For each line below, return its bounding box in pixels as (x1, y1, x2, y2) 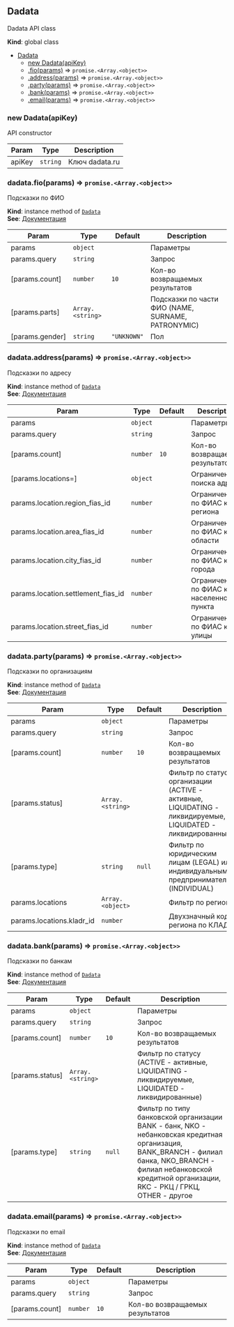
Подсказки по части (150, 294, 219, 304)
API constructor (7, 129, 52, 137)
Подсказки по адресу (7, 369, 72, 377)
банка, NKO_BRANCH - (136, 1156, 215, 1166)
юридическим (168, 849, 217, 858)
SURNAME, (150, 312, 187, 321)
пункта (191, 601, 214, 611)
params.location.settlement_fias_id (10, 588, 125, 598)
